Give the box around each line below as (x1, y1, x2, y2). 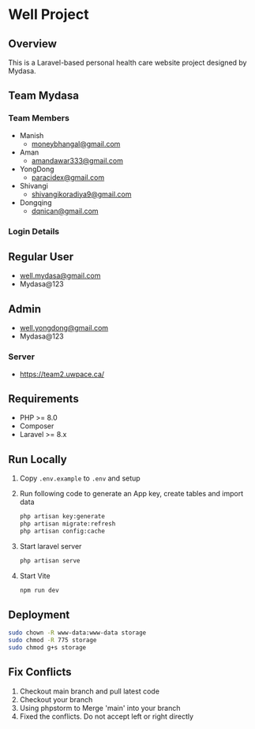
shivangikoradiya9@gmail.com (31, 189, 132, 199)
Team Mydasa (8, 89, 79, 103)
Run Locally (8, 452, 67, 466)
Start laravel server (19, 541, 82, 551)
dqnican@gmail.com (31, 206, 99, 215)
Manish (19, 130, 44, 140)
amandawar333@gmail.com (31, 155, 124, 165)
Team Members (8, 113, 69, 124)
